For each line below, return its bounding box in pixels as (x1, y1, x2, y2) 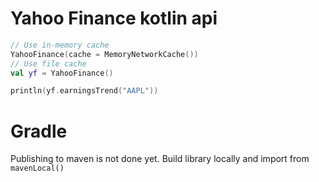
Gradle (10, 120, 68, 142)
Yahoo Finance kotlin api (10, 7, 218, 30)
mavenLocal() (10, 163, 65, 174)
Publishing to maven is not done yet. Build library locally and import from (10, 153, 310, 165)
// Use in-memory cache (10, 40, 110, 50)
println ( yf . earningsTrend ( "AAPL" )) (10, 86, 159, 96)
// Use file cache (10, 58, 87, 69)
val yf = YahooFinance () (10, 68, 114, 78)
